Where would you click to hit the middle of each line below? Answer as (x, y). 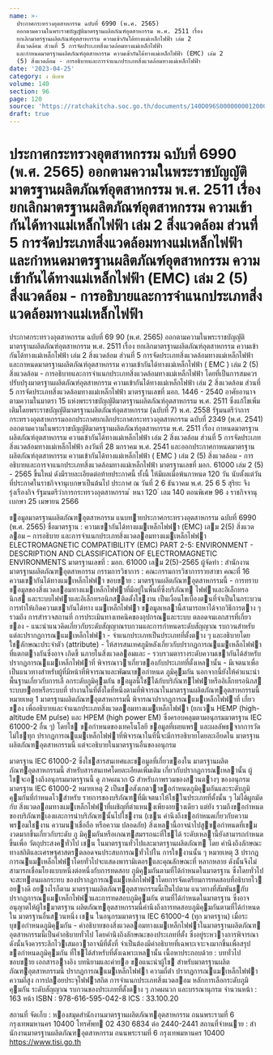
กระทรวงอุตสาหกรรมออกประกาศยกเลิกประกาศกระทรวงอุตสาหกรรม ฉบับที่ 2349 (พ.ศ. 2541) (136, 419)
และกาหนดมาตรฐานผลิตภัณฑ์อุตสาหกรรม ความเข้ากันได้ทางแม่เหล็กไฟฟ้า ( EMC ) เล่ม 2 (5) (134, 364)
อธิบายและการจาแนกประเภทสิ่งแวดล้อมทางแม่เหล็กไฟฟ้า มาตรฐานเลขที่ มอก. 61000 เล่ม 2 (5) (136, 464)
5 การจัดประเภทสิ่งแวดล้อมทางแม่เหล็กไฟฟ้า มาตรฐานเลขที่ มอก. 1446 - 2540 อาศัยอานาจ (132, 391)
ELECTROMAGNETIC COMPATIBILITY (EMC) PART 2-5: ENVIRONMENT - (131, 545)
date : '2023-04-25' (42, 69)
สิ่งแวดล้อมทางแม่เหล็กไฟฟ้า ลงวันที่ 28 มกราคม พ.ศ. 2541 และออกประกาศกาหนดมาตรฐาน (132, 446)
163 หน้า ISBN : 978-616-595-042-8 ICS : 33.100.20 (94, 998)
